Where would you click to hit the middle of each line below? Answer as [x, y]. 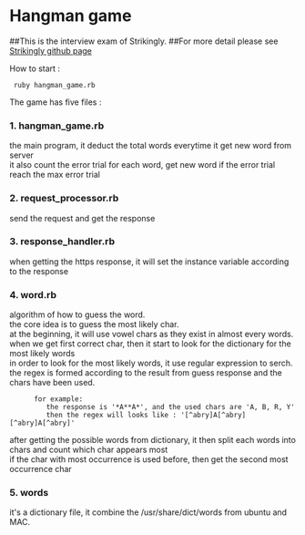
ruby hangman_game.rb [54, 85]
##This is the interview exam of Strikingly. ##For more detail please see [144, 41]
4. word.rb [33, 294]
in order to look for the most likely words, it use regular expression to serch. [151, 363]
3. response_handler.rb [62, 242]
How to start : [35, 68]
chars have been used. [52, 383]
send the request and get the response [82, 218]
